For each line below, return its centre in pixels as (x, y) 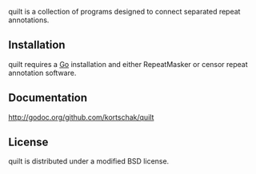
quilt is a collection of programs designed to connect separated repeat (124, 12)
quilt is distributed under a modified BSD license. (89, 161)
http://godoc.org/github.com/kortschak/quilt (81, 117)
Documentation (48, 98)
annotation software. (42, 73)
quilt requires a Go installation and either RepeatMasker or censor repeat (128, 64)
